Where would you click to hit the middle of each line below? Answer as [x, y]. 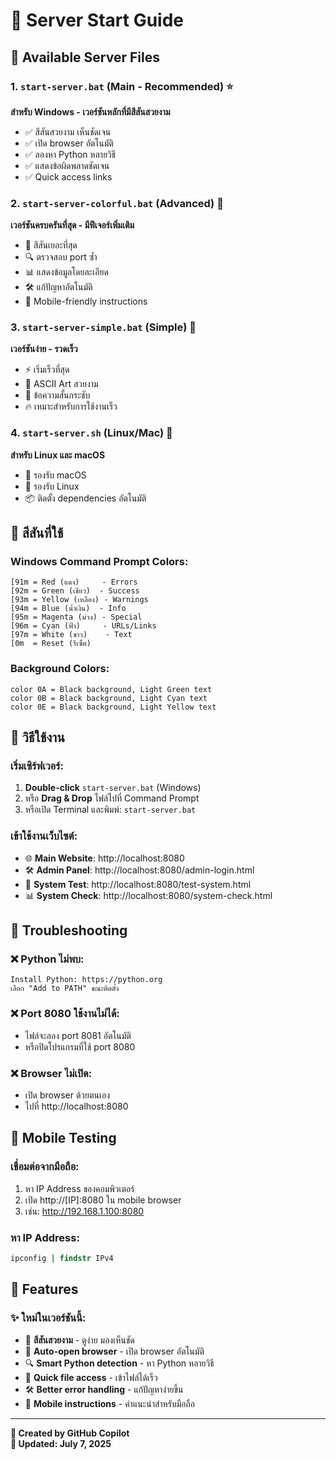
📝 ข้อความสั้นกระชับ [57, 395]
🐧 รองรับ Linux [52, 486]
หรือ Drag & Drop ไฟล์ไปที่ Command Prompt [112, 798]
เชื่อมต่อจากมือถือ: [45, 1167]
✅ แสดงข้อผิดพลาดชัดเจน [67, 165]
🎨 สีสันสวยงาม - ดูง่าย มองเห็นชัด [79, 1340]
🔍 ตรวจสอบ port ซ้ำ [61, 257]
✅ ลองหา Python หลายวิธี [70, 154]
